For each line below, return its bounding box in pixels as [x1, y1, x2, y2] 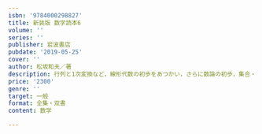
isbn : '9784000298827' [8, 11, 83, 20]
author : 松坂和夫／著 [8, 63, 72, 71]
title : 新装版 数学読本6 [8, 19, 81, 27]
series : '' [8, 33, 44, 42]
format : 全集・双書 [8, 99, 66, 107]
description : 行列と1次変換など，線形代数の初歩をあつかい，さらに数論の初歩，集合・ [8, 70, 256, 78]
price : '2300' [8, 77, 55, 85]
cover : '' [8, 56, 41, 64]
